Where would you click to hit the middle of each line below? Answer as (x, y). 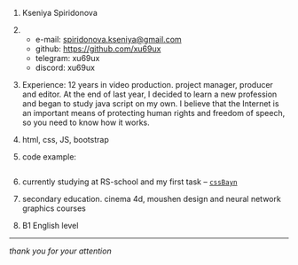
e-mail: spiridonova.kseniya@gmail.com (108, 39)
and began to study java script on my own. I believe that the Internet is (150, 104)
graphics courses (54, 208)
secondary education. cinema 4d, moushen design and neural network (151, 199)
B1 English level (50, 226)
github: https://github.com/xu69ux (98, 49)
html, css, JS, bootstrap (65, 140)
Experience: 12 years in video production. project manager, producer (147, 85)
